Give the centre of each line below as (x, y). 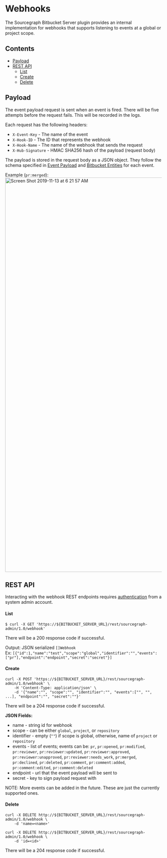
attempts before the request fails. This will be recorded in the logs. (73, 115)
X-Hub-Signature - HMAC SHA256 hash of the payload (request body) (84, 150)
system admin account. (29, 602)
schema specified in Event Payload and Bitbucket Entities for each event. (80, 165)
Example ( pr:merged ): (27, 174)
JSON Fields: (19, 715)
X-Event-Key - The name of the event (50, 134)
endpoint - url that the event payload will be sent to (65, 773)
